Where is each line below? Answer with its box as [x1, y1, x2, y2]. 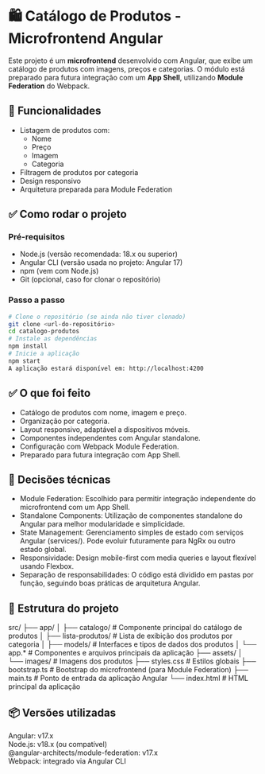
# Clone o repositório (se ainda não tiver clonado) [8, 313, 186, 321]
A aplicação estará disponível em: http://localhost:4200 [8, 364, 204, 372]
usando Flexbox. [19, 562, 74, 571]
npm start [8, 356, 41, 365]
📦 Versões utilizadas [8, 706, 117, 719]
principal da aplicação [8, 682, 81, 691]
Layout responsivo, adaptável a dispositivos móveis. [19, 424, 190, 434]
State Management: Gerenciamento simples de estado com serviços [19, 527, 244, 538]
